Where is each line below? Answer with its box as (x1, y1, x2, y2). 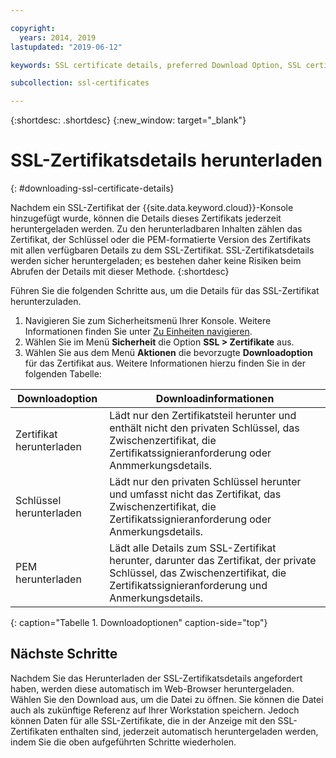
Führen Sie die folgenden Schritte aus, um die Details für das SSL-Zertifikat (10, 285, 320, 297)
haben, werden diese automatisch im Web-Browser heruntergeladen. (10, 682, 295, 695)
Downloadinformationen (155, 392, 275, 406)
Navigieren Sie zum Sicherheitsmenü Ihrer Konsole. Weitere (24, 315, 272, 327)
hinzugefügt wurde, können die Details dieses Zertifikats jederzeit (10, 212, 282, 225)
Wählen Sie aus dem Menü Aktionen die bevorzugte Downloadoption (24, 347, 313, 359)
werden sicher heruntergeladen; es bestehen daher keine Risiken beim (10, 255, 302, 267)
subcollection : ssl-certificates (10, 78, 150, 88)
